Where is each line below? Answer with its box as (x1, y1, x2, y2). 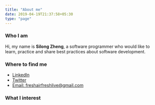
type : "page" (5, 16, 32, 21)
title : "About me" (5, 7, 43, 12)
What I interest (5, 94, 41, 101)
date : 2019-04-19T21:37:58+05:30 (5, 12, 73, 17)
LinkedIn (12, 72, 30, 78)
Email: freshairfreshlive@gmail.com (12, 82, 84, 88)
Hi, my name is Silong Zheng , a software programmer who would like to (5, 43, 150, 49)
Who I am (5, 32, 28, 39)
